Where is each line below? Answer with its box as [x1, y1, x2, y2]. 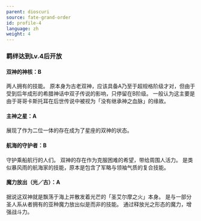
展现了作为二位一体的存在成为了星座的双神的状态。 [6, 127, 133, 134]
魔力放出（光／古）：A [6, 178, 61, 186]
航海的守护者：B [6, 142, 47, 149]
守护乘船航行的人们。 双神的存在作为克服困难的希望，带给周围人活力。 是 [6, 156, 188, 163]
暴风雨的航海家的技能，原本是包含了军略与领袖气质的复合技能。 [11, 163, 169, 171]
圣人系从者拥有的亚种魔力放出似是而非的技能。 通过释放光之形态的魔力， [6, 201, 187, 208]
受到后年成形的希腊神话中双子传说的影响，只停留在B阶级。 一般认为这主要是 [6, 90, 196, 97]
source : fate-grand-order [6, 14, 71, 20]
